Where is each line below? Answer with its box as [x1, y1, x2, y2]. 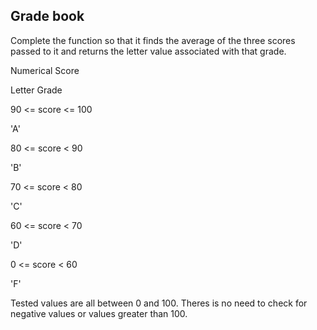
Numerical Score [10, 64, 80, 76]
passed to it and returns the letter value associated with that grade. [10, 45, 287, 57]
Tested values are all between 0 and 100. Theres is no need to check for [10, 297, 308, 309]
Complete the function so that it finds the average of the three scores [10, 34, 296, 46]
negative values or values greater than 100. [10, 307, 188, 319]
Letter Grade [10, 84, 63, 96]
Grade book [10, 8, 85, 25]
